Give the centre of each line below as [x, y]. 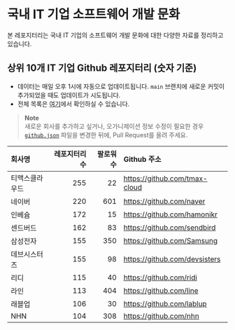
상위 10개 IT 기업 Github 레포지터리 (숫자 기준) [102, 68]
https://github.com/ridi [161, 277]
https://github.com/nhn [161, 316]
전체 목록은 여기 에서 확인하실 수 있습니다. [73, 104]
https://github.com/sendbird [170, 227]
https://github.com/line [161, 290]
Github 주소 [142, 159]
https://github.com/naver [164, 201]
